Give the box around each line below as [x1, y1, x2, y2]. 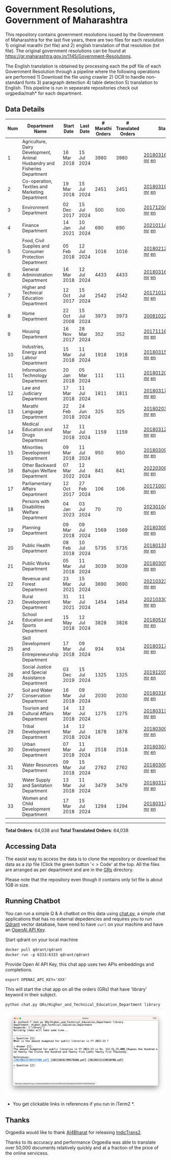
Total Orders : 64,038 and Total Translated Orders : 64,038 [5, 827, 129, 833]
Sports [22, 622, 37, 628]
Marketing [22, 189, 44, 195]
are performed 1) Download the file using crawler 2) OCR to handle [5, 74, 145, 80]
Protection [22, 254, 44, 260]
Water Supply [22, 777, 51, 783]
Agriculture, [22, 138, 47, 144]
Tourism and [22, 705, 48, 711]
